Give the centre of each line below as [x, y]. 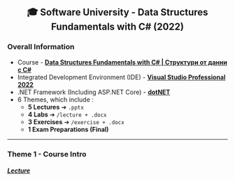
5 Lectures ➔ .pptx [56, 107]
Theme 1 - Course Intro [47, 154]
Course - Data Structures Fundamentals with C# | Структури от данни [122, 62]
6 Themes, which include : [56, 99]
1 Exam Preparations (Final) [68, 129]
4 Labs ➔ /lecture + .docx [67, 114]
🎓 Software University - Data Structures [117, 12]
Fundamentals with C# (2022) [117, 27]
